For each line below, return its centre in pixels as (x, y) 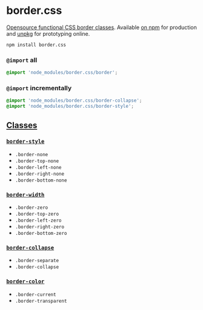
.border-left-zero (38, 221)
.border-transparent (41, 301)
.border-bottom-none (41, 180)
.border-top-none (37, 161)
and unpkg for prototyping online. (48, 33)
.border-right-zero (40, 227)
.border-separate (37, 261)
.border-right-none (40, 174)
